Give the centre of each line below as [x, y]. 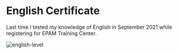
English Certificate [53, 11]
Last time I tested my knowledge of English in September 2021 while [89, 27]
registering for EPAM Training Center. [51, 33]
